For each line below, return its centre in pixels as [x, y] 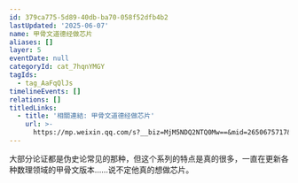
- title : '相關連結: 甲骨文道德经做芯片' [86, 116]
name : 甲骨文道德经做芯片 [51, 34]
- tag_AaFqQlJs [45, 83]
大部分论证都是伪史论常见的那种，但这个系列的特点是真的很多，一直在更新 [145, 158]
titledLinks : [33, 108]
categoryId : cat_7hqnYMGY [57, 67]
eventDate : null [39, 58]
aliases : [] [31, 42]
